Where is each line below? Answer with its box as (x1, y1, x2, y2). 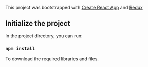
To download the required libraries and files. (5, 56, 99, 62)
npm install (5, 46, 35, 51)
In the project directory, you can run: (5, 33, 83, 39)
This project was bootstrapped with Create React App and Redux (5, 5, 143, 10)
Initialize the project (5, 19, 70, 28)
